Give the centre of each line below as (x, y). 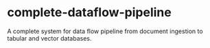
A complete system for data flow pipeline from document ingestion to (105, 31)
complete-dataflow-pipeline (89, 13)
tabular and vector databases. (49, 38)
